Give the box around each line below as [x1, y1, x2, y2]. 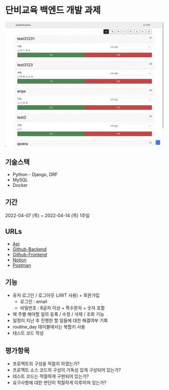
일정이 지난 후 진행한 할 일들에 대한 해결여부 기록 [12, 317, 108, 323]
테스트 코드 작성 [12, 330, 44, 336]
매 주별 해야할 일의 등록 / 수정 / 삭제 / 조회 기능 [12, 311, 105, 317]
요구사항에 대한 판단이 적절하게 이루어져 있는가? [12, 379, 107, 386]
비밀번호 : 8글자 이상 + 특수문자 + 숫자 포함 [20, 305, 105, 311]
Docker [12, 182, 28, 188]
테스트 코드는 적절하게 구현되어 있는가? [12, 373, 89, 379]
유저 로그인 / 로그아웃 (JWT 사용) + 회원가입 [12, 292, 100, 298]
